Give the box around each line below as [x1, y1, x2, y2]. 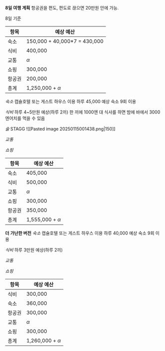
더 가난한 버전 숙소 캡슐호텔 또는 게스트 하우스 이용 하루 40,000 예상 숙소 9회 [5, 230, 155, 236]
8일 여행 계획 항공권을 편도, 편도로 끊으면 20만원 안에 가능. [5, 5, 119, 10]
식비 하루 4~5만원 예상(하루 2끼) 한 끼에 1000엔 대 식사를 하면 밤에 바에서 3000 [5, 109, 161, 115]
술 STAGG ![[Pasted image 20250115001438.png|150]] [5, 126, 116, 131]
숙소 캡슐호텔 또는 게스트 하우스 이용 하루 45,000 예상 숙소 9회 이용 [5, 99, 137, 104]
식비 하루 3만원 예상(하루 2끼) [5, 247, 63, 253]
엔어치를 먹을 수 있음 [5, 116, 45, 121]
